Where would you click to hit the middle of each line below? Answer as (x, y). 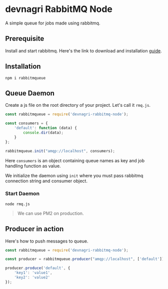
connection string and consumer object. (46, 181)
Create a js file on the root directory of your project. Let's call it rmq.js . (78, 105)
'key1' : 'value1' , (33, 273)
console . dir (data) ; (43, 133)
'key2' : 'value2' (32, 278)
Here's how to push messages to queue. (47, 241)
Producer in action (34, 229)
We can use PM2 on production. (50, 213)
